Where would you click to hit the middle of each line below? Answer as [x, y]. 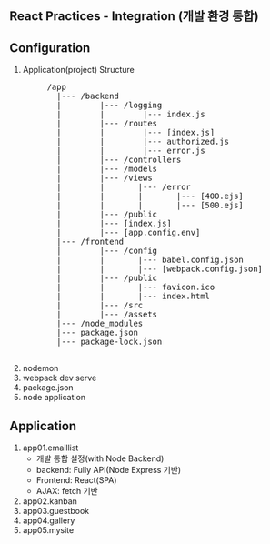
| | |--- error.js [131, 151]
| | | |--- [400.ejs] [150, 196]
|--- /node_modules [100, 324]
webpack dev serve [60, 378]
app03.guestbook [56, 511]
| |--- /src [100, 306]
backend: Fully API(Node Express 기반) [109, 470]
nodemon [40, 368]
